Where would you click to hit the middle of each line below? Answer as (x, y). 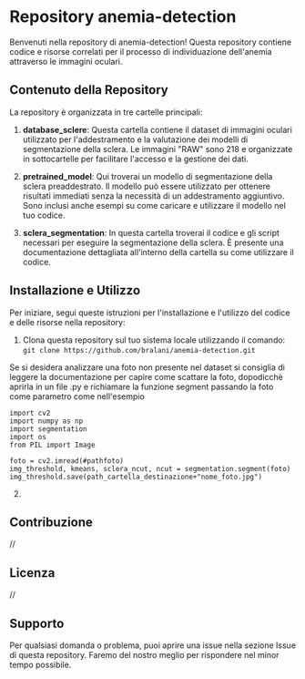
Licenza (32, 573)
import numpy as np (46, 421)
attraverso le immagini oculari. (66, 61)
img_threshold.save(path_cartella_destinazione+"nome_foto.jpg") (136, 477)
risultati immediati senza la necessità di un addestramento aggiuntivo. (153, 195)
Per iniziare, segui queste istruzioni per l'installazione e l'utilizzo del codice (150, 313)
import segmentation (49, 429)
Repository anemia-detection (123, 17)
